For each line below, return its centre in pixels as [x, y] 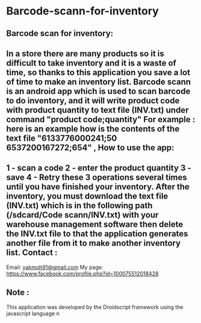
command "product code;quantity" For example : [101, 119]
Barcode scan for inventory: [60, 33]
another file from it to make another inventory [94, 243]
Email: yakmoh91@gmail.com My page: [55, 267]
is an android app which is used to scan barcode [98, 91]
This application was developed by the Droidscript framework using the [95, 307]
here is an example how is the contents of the [93, 128]
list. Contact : [32, 253]
